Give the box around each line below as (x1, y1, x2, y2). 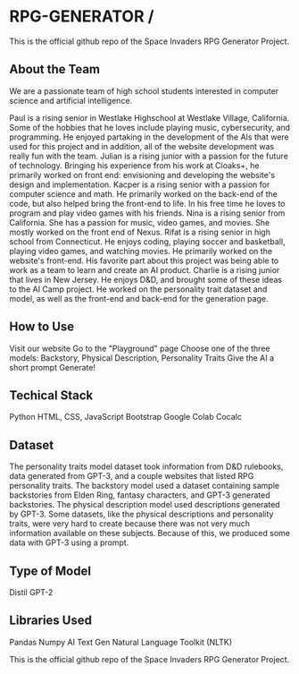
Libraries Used (9, 613, 92, 628)
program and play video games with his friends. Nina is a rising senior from (9, 208, 286, 218)
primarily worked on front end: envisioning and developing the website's (9, 169, 275, 180)
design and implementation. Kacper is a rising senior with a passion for (9, 179, 270, 190)
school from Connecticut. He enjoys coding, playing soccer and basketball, (9, 235, 286, 247)
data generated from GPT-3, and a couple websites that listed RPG (9, 471, 254, 482)
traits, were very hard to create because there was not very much (9, 518, 251, 529)
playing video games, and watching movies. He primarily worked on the (9, 245, 273, 256)
